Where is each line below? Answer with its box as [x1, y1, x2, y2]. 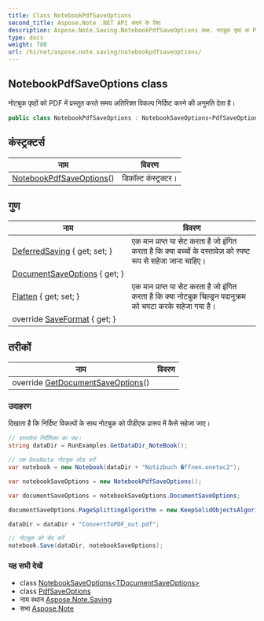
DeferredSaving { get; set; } [12, 246, 112, 257]
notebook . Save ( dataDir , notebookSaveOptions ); [8, 541, 163, 550]
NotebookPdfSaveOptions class [8, 77, 168, 91]
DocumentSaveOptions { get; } [12, 269, 124, 280]
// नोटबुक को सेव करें [8, 534, 64, 542]
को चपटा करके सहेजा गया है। [131, 301, 216, 312]
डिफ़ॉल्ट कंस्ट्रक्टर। [121, 173, 178, 184]
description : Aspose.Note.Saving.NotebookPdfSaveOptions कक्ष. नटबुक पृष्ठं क [8, 26, 250, 34]
